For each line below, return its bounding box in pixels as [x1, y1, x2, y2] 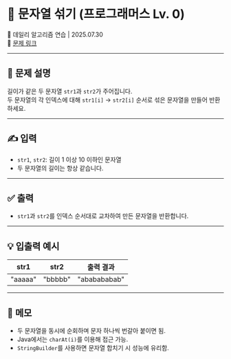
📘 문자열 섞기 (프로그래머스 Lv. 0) [7, 6, 186, 22]
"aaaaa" [10, 274, 36, 284]
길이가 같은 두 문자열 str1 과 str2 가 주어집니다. [7, 87, 133, 95]
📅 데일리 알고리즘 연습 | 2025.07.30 [7, 30, 103, 39]
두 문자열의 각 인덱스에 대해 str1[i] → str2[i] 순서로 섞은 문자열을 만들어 [7, 96, 208, 104]
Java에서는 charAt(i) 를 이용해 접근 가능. [16, 335, 129, 343]
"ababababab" [77, 274, 125, 284]
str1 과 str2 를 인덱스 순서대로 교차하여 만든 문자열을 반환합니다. [16, 212, 189, 220]
